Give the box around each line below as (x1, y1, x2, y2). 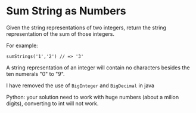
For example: (6, 42, 39, 49)
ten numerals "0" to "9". (6, 70, 65, 77)
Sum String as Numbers (6, 4, 126, 18)
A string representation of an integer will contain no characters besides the (6, 64, 190, 71)
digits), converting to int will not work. (6, 100, 99, 107)
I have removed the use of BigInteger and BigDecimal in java (6, 82, 155, 89)
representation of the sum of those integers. (6, 30, 115, 37)
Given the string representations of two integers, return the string (6, 24, 167, 31)
